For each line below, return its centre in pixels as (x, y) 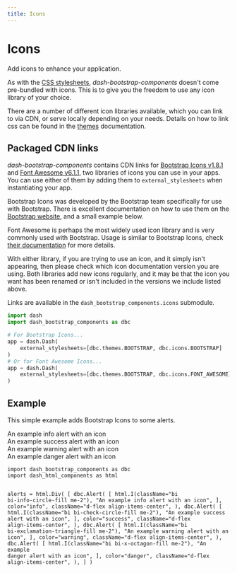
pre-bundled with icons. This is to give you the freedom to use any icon (111, 90)
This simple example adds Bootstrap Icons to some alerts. (91, 420)
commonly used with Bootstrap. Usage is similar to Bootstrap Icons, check (115, 238)
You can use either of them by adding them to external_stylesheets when (115, 180)
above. (17, 289)
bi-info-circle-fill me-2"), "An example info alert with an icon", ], (115, 500)
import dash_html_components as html (63, 475)
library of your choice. (39, 97)
